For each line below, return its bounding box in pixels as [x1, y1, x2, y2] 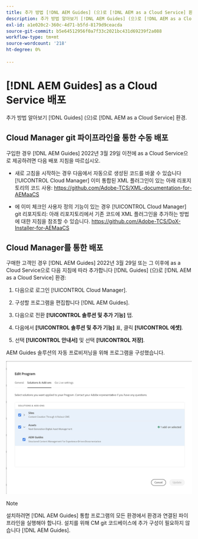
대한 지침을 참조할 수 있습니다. [21, 218, 90, 225]
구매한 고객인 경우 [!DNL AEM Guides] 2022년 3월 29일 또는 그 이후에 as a [6, 259, 181, 267]
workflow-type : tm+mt [6, 34, 60, 41]
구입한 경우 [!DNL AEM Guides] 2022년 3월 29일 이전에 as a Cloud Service [6, 149, 184, 157]
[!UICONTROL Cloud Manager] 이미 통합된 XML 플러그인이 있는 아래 [14, 177, 176, 184]
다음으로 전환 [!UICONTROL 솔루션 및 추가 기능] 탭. [14, 312, 134, 319]
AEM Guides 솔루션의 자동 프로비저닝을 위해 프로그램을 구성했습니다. [6, 349, 165, 356]
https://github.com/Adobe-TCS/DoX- [91, 218, 181, 225]
